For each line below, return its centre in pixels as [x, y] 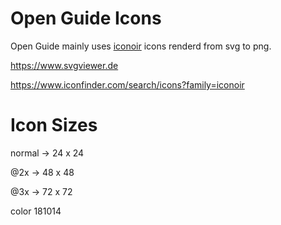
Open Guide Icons [86, 18]
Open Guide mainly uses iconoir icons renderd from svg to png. [141, 46]
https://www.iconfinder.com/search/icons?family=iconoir [127, 84]
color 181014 [36, 211]
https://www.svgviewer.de [64, 65]
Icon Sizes [54, 125]
